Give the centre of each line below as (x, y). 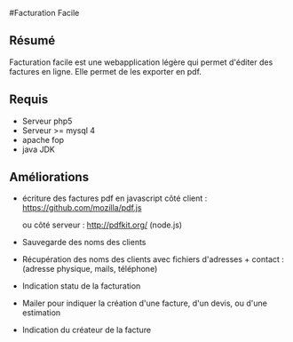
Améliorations (49, 177)
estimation (41, 313)
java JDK (38, 149)
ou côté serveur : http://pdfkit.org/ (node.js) (102, 225)
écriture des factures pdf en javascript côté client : (115, 198)
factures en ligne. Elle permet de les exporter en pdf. (106, 71)
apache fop (43, 139)
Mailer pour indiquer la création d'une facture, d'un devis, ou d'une (145, 303)
